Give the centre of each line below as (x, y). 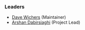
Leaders (15, 7)
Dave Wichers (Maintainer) (39, 17)
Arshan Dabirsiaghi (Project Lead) (46, 22)
